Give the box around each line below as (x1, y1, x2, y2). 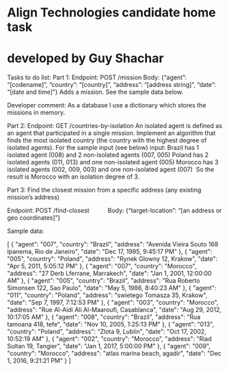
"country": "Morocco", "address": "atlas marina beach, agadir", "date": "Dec (7, 349, 222, 357)
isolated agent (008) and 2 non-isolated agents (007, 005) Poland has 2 (7, 151, 209, 159)
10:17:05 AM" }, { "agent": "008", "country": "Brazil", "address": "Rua (7, 313, 201, 321)
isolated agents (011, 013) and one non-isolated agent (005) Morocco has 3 (7, 158, 219, 166)
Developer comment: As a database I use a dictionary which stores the (7, 101, 206, 110)
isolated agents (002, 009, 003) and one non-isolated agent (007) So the (7, 166, 215, 174)
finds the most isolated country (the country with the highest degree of (7, 136, 207, 144)
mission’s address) (7, 193, 60, 201)
